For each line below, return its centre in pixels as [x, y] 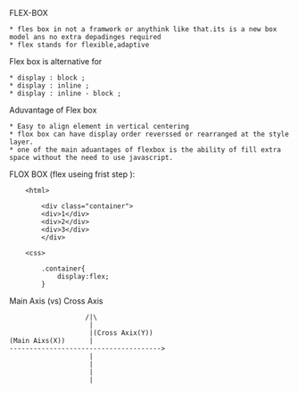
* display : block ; [48, 78]
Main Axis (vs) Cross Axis [56, 301]
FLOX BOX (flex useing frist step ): [72, 174]
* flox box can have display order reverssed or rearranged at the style [149, 134]
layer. [21, 142]
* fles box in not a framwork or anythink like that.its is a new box [143, 29]
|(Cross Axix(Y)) [121, 333]
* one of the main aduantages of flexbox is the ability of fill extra [145, 150]
